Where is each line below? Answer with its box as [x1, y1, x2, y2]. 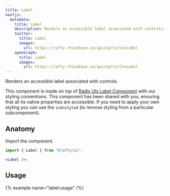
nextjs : [5, 12, 22, 17]
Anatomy [5, 124, 35, 133]
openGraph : [14, 50, 38, 55]
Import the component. [5, 138, 54, 144]
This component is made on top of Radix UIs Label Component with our [5, 88, 156, 94]
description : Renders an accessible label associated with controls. [14, 26, 166, 32]
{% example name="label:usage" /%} [5, 184, 84, 191]
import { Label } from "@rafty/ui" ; [5, 148, 83, 153]
